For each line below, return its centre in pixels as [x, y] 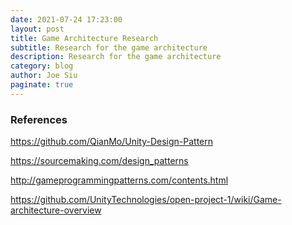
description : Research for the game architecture [116, 57]
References [39, 119]
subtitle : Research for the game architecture [109, 47]
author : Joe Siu [44, 76]
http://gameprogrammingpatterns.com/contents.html [119, 180]
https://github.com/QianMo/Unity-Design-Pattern [112, 142]
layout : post [37, 29]
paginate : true [42, 85]
